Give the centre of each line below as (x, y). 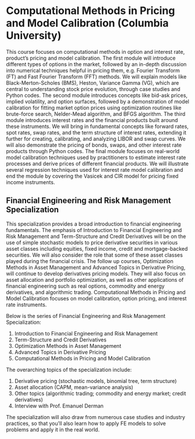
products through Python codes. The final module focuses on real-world (93, 151)
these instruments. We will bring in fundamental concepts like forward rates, (97, 126)
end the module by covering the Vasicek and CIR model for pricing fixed (92, 176)
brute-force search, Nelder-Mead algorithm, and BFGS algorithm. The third (96, 114)
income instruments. (31, 182)
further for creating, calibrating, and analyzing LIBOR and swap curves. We (96, 139)
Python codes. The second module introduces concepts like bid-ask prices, (97, 95)
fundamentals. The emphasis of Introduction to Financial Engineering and (94, 230)
